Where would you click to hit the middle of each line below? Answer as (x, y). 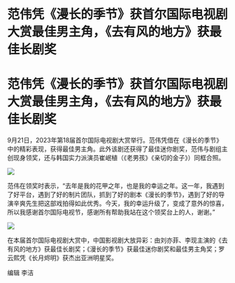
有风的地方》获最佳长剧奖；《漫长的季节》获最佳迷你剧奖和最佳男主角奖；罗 (116, 249)
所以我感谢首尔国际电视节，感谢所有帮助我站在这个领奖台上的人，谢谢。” (111, 212)
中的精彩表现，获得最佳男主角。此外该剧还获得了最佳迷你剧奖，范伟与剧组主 (117, 149)
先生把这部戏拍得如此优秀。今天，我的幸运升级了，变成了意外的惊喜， (127, 204)
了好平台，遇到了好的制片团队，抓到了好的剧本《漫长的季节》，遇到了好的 (113, 195)
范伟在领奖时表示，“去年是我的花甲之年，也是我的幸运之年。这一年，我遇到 (116, 186)
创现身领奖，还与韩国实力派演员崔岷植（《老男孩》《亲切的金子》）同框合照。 (116, 158)
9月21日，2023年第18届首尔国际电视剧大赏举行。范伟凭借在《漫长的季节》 (115, 140)
